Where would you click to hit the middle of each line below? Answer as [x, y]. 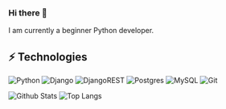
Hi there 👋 [28, 13]
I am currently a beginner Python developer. [81, 31]
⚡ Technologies [48, 57]
